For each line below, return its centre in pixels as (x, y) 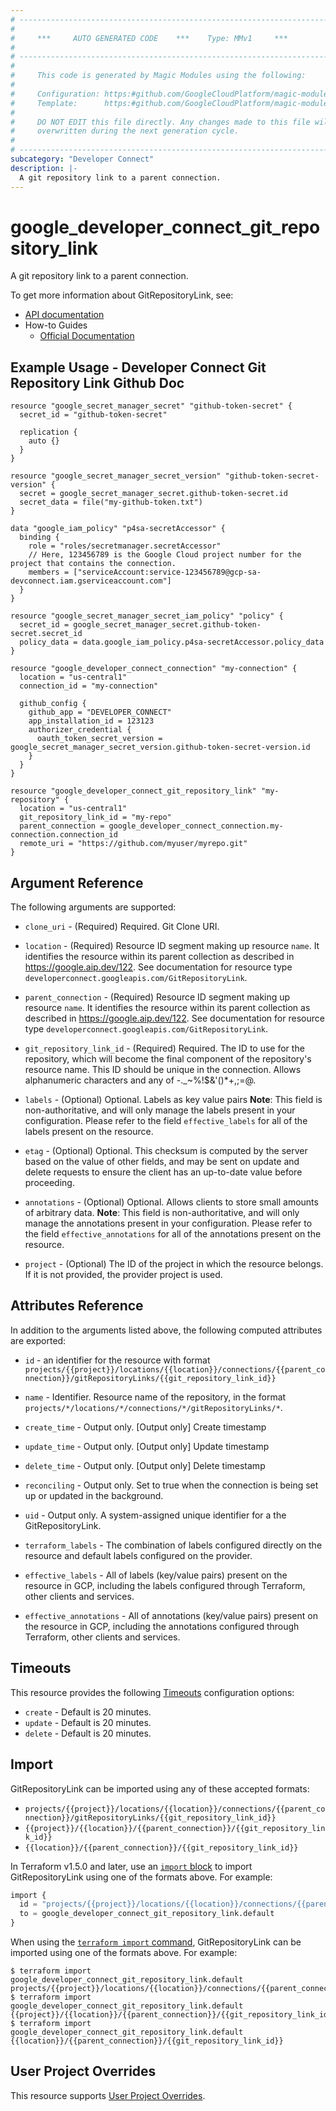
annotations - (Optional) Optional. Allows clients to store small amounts (171, 1202)
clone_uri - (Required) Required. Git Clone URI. (122, 927)
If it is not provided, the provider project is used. (123, 1275)
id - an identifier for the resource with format (117, 1360)
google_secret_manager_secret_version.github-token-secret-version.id (160, 747)
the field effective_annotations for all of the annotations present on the (173, 1234)
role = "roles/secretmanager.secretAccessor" (125, 546)
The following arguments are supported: (93, 907)
